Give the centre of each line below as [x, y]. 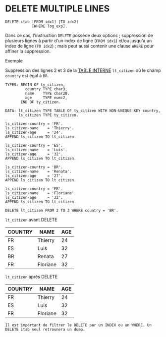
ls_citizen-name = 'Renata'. [38, 171]
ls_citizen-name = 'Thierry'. [40, 128]
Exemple [14, 60]
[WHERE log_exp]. [50, 26]
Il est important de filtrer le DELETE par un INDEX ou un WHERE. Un [79, 325]
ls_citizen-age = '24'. [34, 132]
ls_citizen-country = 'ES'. [34, 145]
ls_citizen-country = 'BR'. [34, 167]
